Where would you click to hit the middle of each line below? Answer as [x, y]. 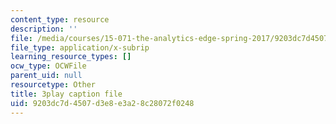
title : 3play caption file [66, 94]
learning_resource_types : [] [71, 57]
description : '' [44, 29]
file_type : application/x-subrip [80, 47]
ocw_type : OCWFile [48, 66]
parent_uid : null [46, 76]
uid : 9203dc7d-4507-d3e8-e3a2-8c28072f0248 [102, 103]
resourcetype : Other [53, 85]
